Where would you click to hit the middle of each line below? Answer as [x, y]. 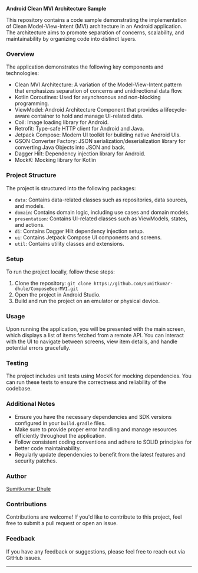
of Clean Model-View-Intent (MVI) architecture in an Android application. [94, 26]
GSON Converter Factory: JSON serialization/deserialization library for [100, 141]
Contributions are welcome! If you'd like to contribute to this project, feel [94, 517]
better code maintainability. [48, 448]
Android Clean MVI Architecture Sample [56, 9]
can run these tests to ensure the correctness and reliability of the [86, 382]
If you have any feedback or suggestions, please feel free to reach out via [96, 551]
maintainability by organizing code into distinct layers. [71, 39]
